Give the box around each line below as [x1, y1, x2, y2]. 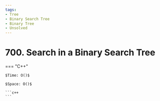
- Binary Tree [5, 21, 35, 26]
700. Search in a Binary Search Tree [5, 47, 156, 58]
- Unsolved [5, 26, 28, 31]
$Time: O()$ [5, 73, 30, 78]
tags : [5, 7, 16, 12]
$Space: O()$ [5, 82, 32, 87]
